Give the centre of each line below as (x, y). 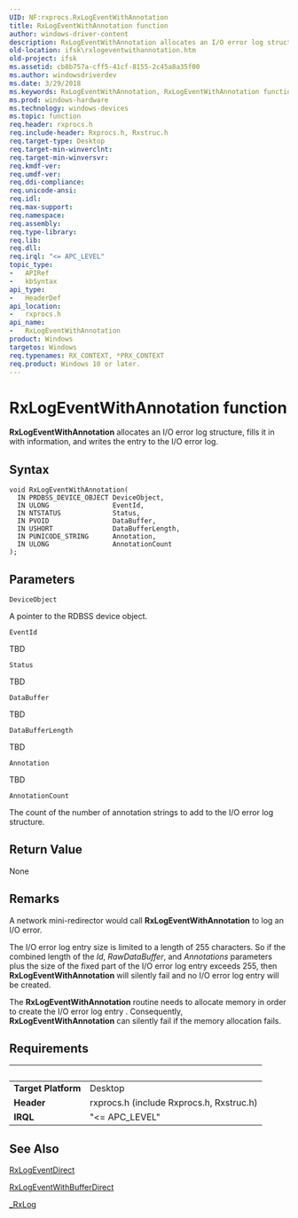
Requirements (49, 1048)
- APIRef (29, 273)
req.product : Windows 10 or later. (75, 364)
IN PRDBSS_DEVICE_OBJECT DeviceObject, (91, 498)
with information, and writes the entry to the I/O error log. (114, 442)
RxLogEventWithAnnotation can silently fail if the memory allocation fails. (145, 1020)
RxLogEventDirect (42, 1170)
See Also (34, 1148)
